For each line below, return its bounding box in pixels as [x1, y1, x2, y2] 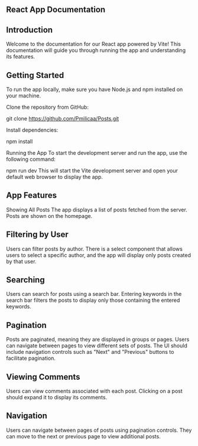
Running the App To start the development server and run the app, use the [6, 149, 187, 157]
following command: [6, 156, 56, 163]
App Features [6, 190, 57, 200]
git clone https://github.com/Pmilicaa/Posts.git [6, 115, 119, 122]
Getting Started [6, 70, 64, 80]
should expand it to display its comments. [6, 394, 108, 401]
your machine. [6, 92, 41, 99]
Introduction [6, 25, 53, 35]
